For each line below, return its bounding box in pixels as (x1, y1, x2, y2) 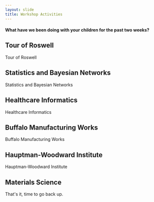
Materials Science (5, 178, 62, 186)
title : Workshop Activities (5, 12, 63, 17)
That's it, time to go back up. (5, 191, 63, 197)
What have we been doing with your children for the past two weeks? (5, 27, 150, 33)
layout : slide (5, 7, 34, 12)
